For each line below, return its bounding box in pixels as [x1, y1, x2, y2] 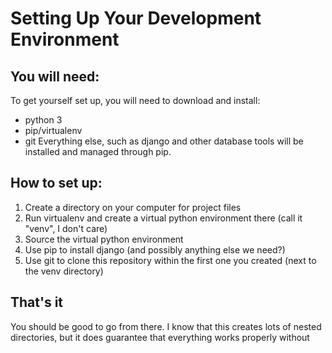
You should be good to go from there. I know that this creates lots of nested [10, 320, 322, 332]
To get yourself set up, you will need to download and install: [10, 95, 261, 106]
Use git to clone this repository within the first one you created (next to [24, 254, 317, 266]
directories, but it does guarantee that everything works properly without [10, 331, 310, 343]
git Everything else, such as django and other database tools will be [24, 135, 304, 147]
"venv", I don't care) [24, 222, 108, 234]
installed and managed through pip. [24, 146, 172, 157]
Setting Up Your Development [10, 7, 262, 30]
